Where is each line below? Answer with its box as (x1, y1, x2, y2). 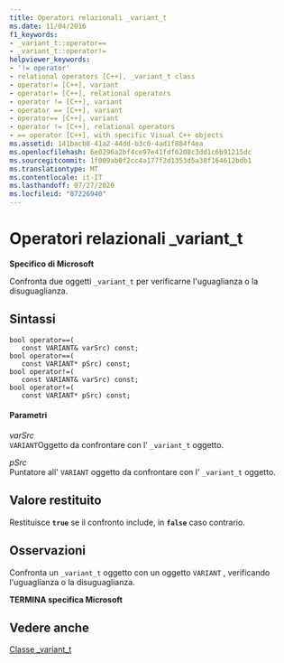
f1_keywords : (9, 30, 59, 39)
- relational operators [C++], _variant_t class (9, 72, 196, 81)
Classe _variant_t (9, 644, 72, 655)
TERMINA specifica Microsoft (9, 593, 124, 605)
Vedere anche (9, 620, 90, 635)
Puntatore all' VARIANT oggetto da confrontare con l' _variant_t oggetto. (9, 466, 277, 477)
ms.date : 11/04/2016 (9, 22, 87, 31)
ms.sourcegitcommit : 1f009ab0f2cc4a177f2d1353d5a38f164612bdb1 (9, 155, 252, 165)
